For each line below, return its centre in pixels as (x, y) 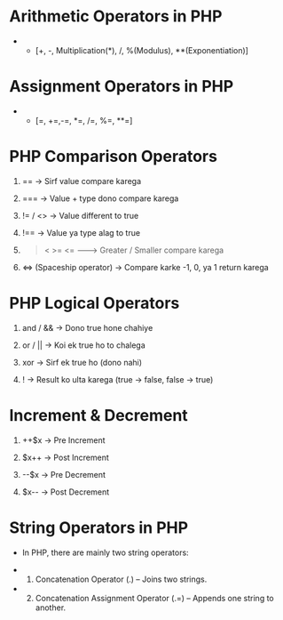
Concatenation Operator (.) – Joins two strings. (121, 579)
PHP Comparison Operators (113, 157)
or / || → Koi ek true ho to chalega (84, 345)
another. (51, 608)
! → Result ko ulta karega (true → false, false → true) (118, 379)
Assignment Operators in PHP (122, 87)
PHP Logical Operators (94, 303)
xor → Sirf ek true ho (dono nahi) (82, 362)
